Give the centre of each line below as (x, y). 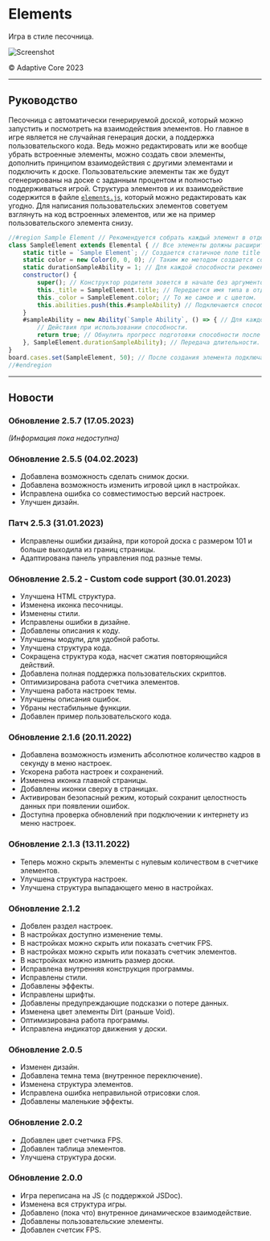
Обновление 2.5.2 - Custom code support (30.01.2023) (120, 579)
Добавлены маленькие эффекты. (77, 1101)
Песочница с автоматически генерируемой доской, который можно (126, 120)
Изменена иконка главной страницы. (84, 781)
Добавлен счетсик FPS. (61, 1230)
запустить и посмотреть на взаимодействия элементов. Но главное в (129, 128)
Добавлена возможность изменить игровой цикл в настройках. (130, 485)
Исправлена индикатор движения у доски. (93, 1028)
